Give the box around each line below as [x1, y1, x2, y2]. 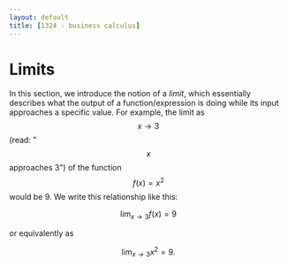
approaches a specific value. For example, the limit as [9, 107, 205, 118]
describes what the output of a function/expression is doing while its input [9, 98, 280, 109]
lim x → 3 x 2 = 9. [121, 245, 176, 259]
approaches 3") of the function [9, 163, 122, 173]
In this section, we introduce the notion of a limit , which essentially [9, 88, 252, 99]
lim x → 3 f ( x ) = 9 [120, 209, 177, 221]
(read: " [9, 134, 37, 146]
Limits [9, 59, 56, 80]
